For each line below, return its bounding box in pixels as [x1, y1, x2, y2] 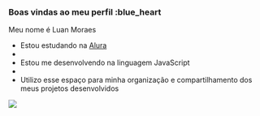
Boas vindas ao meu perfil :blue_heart [8, 6, 162, 18]
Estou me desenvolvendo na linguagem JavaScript [19, 58, 190, 67]
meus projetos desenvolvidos [19, 84, 119, 93]
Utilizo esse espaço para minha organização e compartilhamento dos [19, 75, 253, 85]
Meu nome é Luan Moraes [8, 25, 97, 35]
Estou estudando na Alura [19, 41, 107, 50]
